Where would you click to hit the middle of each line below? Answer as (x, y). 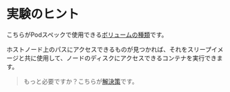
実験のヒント (43, 14)
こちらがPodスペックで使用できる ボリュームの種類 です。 (87, 35)
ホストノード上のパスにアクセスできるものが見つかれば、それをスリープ (109, 49)
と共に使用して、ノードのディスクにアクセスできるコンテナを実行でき (117, 58)
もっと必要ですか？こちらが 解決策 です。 (81, 81)
